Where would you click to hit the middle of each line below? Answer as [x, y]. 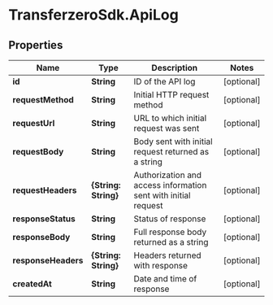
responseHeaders [48, 260]
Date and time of [165, 279]
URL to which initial [170, 118]
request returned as [171, 152]
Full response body [170, 232]
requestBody [38, 152]
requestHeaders [45, 190]
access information [170, 185]
